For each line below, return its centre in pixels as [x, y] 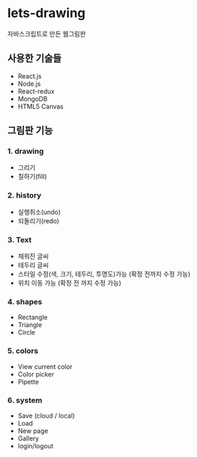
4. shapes [25, 302]
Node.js [29, 83]
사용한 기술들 [35, 58]
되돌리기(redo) [38, 221]
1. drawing [26, 151]
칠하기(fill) [32, 177]
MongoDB [32, 98]
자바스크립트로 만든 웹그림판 [47, 34]
